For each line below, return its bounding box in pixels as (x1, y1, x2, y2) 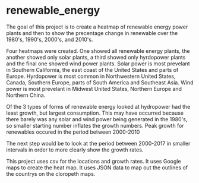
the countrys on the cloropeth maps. (6, 170, 96, 177)
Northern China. (6, 91, 46, 99)
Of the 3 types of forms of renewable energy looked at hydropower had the (6, 103, 191, 110)
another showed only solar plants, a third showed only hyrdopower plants (6, 53, 186, 61)
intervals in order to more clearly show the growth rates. (6, 146, 144, 153)
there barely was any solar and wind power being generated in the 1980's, (6, 115, 188, 122)
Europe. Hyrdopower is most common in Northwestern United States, (6, 72, 176, 80)
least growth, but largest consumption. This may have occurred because (6, 109, 184, 116)
